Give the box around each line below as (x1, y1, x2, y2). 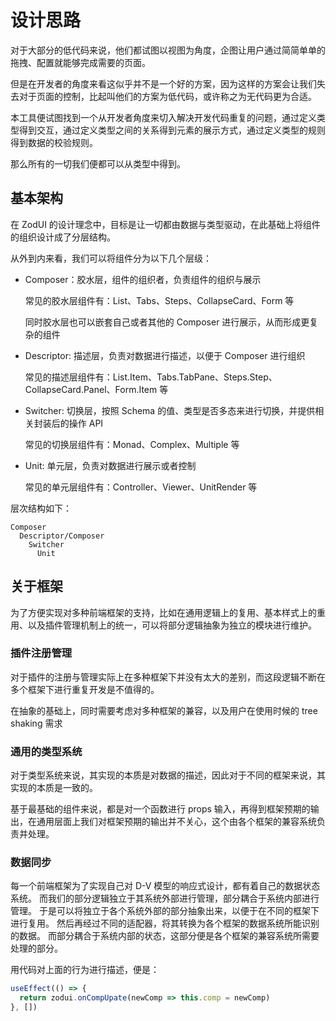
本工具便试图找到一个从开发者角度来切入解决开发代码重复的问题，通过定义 (10, 111, 317, 123)
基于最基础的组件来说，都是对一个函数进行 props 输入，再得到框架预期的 (10, 803, 311, 815)
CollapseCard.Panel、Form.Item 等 (24, 383, 169, 395)
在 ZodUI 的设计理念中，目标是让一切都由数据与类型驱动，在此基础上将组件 (10, 218, 321, 230)
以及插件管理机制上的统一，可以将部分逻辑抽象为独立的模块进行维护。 (27, 619, 317, 631)
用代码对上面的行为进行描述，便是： (10, 964, 160, 976)
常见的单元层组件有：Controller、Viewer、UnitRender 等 (24, 481, 258, 493)
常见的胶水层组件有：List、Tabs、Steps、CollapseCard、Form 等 (24, 294, 295, 306)
